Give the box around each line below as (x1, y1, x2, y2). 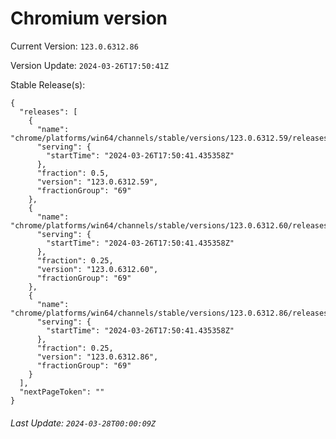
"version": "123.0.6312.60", (36, 264, 159, 274)
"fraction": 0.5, (36, 168, 110, 178)
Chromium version (10, 7, 168, 30)
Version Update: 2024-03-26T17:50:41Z (10, 59, 169, 71)
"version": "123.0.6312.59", (36, 177, 159, 187)
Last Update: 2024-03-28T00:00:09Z (10, 417, 157, 429)
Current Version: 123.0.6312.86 (10, 40, 139, 52)
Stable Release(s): (10, 78, 86, 91)
